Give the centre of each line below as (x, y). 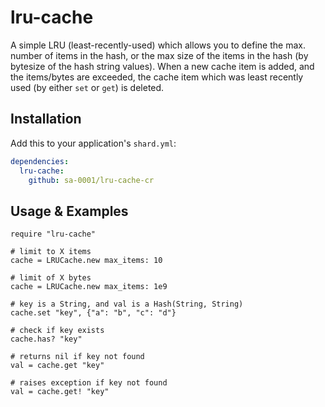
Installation (46, 119)
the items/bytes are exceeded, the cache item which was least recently (157, 77)
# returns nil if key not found (77, 357)
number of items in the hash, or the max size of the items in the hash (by (159, 55)
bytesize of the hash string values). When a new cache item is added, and (162, 66)
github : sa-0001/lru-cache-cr (91, 180)
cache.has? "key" (46, 339)
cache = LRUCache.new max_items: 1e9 (89, 287)
